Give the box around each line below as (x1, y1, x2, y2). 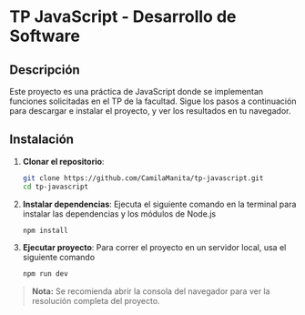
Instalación (9, 132, 75, 147)
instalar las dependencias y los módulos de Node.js (22, 208, 217, 219)
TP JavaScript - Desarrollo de (9, 6, 237, 27)
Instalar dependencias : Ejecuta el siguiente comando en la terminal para (22, 198, 297, 209)
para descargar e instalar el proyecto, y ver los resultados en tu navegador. (9, 106, 291, 116)
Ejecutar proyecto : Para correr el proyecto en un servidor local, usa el (22, 242, 287, 253)
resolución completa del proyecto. (31, 296, 161, 307)
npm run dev (22, 269, 68, 279)
